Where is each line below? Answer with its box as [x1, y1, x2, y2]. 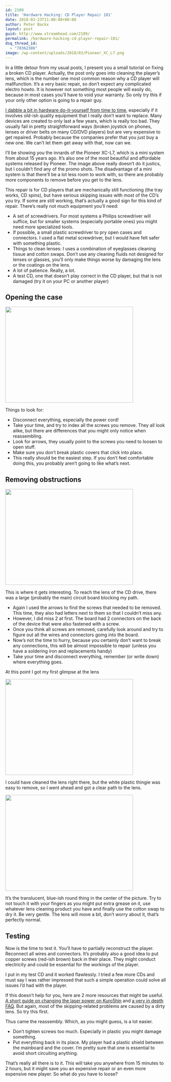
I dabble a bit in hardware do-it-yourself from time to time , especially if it [5, 107, 158, 113]
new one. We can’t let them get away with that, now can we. [5, 139, 132, 146]
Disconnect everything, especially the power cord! [12, 417, 119, 423]
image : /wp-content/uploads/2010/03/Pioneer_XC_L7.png [5, 50, 125, 55]
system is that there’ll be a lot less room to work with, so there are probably [5, 171, 164, 177]
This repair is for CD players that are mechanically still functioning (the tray [5, 186, 163, 192]
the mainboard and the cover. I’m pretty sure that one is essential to [12, 1045, 155, 1051]
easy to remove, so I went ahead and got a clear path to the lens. [5, 785, 142, 791]
